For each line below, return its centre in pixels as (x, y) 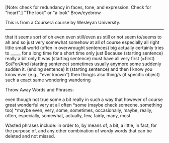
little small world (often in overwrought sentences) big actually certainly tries (84, 48)
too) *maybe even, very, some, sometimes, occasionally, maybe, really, (79, 110)
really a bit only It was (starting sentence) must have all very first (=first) (80, 58)
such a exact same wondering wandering (48, 80)
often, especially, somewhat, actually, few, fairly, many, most (68, 115)
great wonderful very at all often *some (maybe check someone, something (84, 105)
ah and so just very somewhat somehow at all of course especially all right (82, 42)
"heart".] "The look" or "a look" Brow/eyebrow (53, 13)
